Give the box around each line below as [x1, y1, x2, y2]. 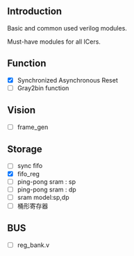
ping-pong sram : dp [17, 185, 76, 194]
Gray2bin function [17, 83, 69, 92]
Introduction [7, 6, 62, 17]
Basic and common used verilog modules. [7, 24, 127, 32]
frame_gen [17, 123, 49, 131]
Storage [7, 144, 43, 155]
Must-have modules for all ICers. [7, 37, 101, 46]
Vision [7, 104, 36, 117]
